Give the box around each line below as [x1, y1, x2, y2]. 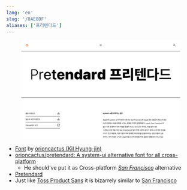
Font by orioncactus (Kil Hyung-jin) [14, 145, 102, 152]
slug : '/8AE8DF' [6, 16, 47, 22]
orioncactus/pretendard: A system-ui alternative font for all [14, 152, 161, 159]
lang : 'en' [6, 10, 34, 16]
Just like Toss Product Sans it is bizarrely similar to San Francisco [14, 177, 177, 184]
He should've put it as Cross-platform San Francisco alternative [23, 164, 182, 171]
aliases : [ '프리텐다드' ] [6, 22, 62, 28]
